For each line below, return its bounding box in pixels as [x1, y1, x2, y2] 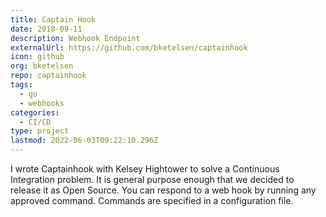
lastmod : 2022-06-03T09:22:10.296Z [10, 136, 159, 146]
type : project [10, 126, 70, 136]
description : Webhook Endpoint [10, 33, 141, 43]
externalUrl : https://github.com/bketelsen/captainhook [10, 42, 248, 53]
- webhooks [19, 98, 65, 108]
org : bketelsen [10, 61, 74, 71]
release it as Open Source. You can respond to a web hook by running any [10, 184, 317, 196]
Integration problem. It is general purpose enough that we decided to [10, 174, 295, 185]
